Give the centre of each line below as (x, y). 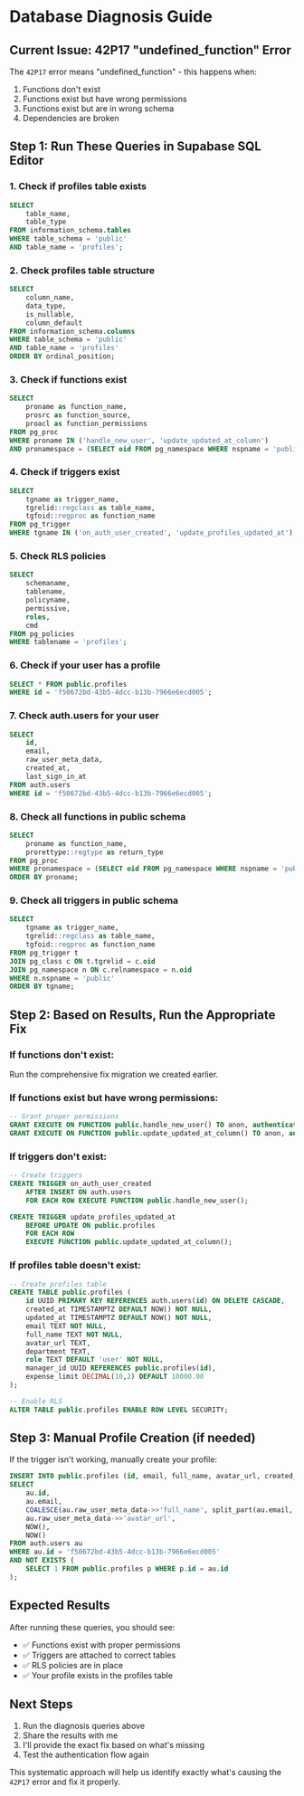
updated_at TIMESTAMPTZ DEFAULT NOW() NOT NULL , (119, 1318)
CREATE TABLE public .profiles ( (70, 1292)
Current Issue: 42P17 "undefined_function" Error (151, 50)
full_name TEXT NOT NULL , (75, 1335)
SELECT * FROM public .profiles (68, 684)
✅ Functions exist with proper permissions (101, 1645)
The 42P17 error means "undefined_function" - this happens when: (133, 71)
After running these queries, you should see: (92, 1627)
